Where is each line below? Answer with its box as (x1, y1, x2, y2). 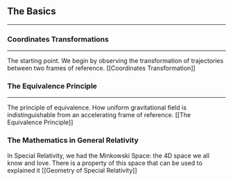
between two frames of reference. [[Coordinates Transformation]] (7, 64, 196, 72)
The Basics (7, 6, 57, 17)
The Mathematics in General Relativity (7, 135, 139, 145)
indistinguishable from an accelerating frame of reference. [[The (7, 111, 191, 119)
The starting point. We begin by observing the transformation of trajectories (7, 57, 224, 65)
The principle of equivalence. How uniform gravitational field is (7, 103, 187, 112)
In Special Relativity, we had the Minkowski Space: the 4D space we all (7, 151, 210, 160)
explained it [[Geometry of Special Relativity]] (7, 166, 137, 174)
